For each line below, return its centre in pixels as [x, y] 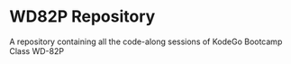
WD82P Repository [82, 17]
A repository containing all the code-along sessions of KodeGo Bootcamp [146, 41]
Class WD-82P [37, 50]
